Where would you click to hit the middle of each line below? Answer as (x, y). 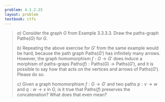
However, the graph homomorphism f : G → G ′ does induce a (80, 59)
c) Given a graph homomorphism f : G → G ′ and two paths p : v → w (87, 84)
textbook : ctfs (20, 19)
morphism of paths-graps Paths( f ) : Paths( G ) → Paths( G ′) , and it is (85, 64)
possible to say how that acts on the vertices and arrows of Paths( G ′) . (88, 69)
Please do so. (31, 75)
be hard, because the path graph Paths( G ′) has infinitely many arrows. (88, 53)
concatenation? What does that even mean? (62, 95)
